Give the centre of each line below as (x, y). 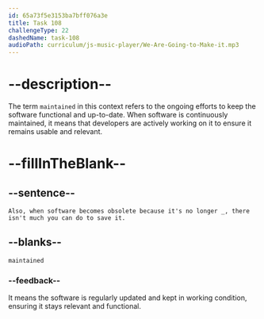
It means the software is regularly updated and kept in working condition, (128, 298)
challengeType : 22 (38, 30)
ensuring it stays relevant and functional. (75, 306)
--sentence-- (42, 192)
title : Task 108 (35, 23)
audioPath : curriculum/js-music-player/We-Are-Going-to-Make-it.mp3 (124, 45)
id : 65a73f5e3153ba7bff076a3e (58, 15)
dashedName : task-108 (44, 38)
